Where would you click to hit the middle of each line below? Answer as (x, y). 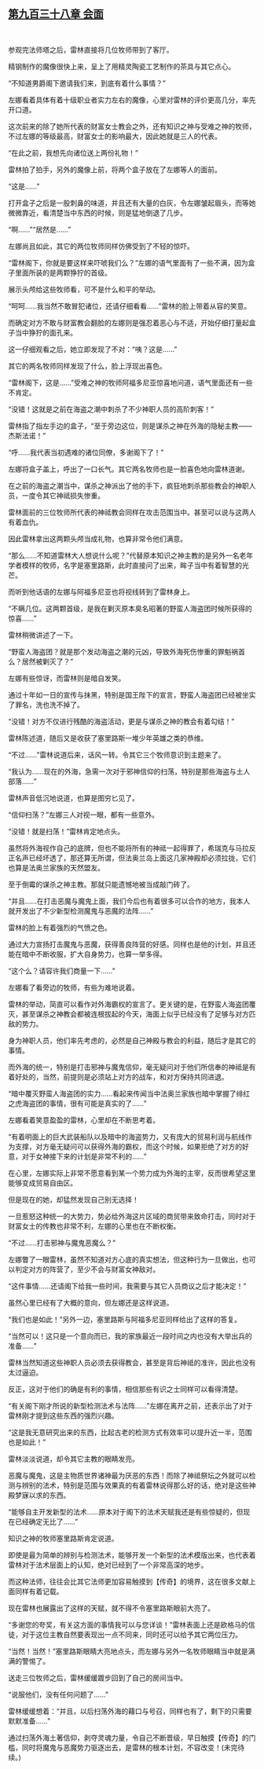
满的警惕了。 (29, 1661)
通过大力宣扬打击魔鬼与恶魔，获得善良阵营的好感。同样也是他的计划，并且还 (132, 944)
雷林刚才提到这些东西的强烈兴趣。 (63, 1416)
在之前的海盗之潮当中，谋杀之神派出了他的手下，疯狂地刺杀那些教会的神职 (128, 485)
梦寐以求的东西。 (42, 1495)
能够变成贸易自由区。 (42, 1183)
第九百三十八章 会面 (56, 14)
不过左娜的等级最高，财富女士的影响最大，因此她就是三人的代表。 (115, 136)
